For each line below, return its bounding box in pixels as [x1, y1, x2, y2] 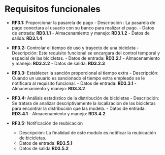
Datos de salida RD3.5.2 [19, 145, 69, 151]
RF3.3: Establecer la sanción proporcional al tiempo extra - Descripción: [11, 70, 159, 76]
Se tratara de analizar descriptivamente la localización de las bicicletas [11, 100, 156, 106]
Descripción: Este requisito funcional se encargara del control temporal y [11, 50, 160, 56]
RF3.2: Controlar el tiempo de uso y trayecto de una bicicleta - [11, 45, 139, 51]
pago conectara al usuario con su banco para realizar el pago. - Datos [11, 25, 155, 30]
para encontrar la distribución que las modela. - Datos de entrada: [11, 105, 146, 111]
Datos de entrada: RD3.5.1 [19, 140, 72, 146]
